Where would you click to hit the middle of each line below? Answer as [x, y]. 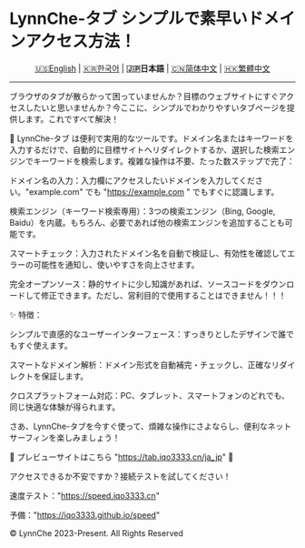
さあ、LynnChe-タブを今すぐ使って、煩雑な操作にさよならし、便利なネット [151, 426]
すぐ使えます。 [44, 345]
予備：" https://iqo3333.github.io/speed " [85, 514]
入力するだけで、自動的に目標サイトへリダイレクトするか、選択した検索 [144, 149]
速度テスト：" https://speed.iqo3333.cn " [85, 495]
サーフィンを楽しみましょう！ [65, 437]
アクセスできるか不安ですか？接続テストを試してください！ [120, 476]
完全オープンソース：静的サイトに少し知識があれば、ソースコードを [136, 284]
